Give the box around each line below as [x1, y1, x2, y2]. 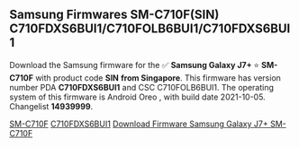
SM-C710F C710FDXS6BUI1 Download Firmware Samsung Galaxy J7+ [9, 118, 268, 129]
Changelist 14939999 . [9, 100, 94, 111]
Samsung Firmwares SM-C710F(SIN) [9, 7, 220, 22]
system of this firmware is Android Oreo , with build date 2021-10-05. [9, 91, 266, 102]
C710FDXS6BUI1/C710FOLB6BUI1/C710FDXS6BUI [9, 22, 291, 37]
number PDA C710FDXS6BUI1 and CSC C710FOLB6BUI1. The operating [9, 82, 275, 92]
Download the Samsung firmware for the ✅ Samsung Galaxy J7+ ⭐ [9, 59, 259, 70]
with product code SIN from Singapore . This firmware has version [35, 72, 282, 83]
